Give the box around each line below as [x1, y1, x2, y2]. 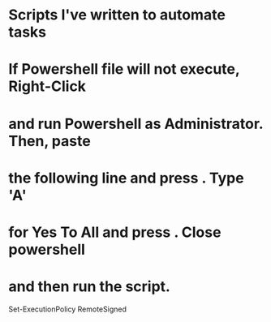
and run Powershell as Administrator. [8, 114, 264, 133]
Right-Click [8, 77, 87, 96]
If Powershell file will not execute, [8, 60, 240, 79]
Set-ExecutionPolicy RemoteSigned [8, 304, 127, 314]
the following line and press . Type [8, 169, 245, 187]
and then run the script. [8, 277, 170, 296]
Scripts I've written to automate [8, 6, 226, 24]
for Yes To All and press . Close [8, 223, 222, 241]
